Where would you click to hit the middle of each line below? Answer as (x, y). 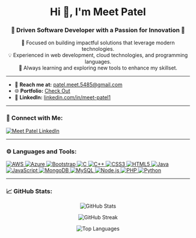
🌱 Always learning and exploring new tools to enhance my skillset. (98, 68)
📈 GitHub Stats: (29, 191)
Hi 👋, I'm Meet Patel (98, 12)
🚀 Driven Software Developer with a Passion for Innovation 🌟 (98, 30)
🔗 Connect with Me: (34, 118)
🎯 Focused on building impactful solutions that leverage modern (98, 43)
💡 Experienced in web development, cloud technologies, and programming (98, 55)
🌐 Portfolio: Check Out (42, 91)
